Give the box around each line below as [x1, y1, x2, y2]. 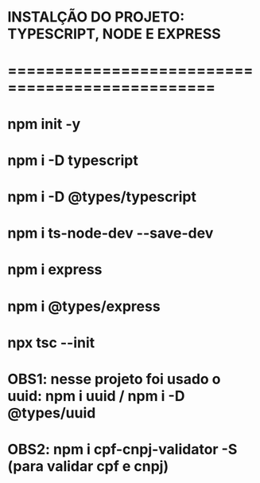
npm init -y [7, 115, 81, 133]
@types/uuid [7, 403, 96, 422]
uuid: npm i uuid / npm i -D [7, 387, 185, 405]
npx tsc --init [7, 333, 95, 351]
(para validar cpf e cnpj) [7, 457, 169, 476]
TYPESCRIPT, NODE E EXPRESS [7, 25, 222, 43]
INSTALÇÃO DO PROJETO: [7, 8, 184, 26]
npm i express [7, 261, 103, 279]
